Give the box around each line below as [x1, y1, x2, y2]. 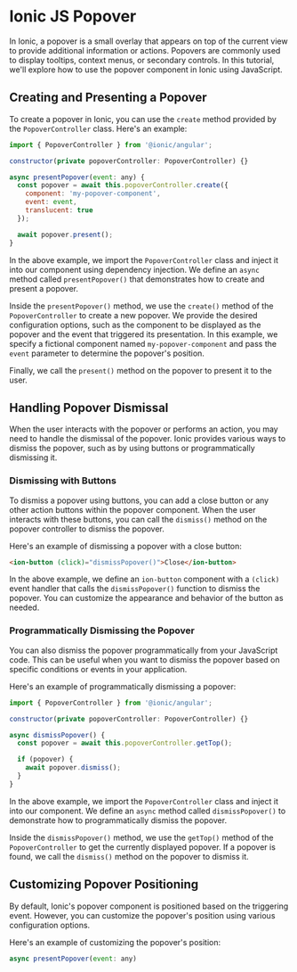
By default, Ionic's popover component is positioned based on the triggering [9, 901, 289, 911]
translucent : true [25, 206, 93, 215]
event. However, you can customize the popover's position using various [9, 910, 276, 920]
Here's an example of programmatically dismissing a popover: [9, 680, 237, 692]
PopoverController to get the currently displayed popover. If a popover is [9, 841, 276, 853]
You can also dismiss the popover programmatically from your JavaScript [9, 645, 278, 655]
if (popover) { [17, 755, 74, 764]
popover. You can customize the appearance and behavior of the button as [9, 593, 284, 604]
